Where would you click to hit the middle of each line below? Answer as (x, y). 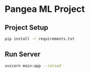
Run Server (23, 54)
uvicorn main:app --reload (33, 66)
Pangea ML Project (45, 9)
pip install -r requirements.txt (40, 39)
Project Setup (27, 28)
